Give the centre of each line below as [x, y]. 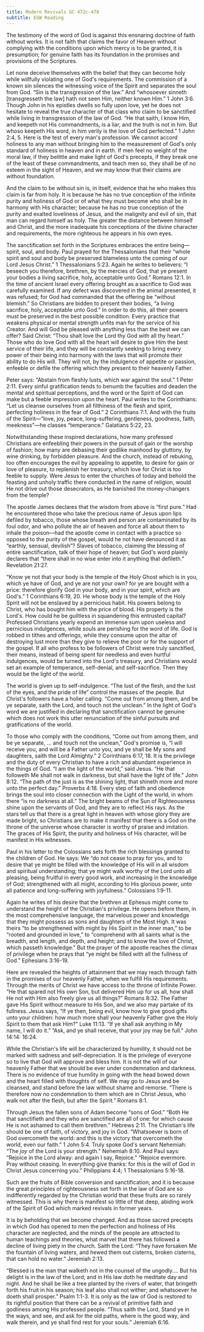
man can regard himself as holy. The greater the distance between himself [100, 220]
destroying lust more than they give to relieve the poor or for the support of [100, 641]
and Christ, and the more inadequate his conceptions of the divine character [102, 226]
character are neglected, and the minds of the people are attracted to [93, 1233]
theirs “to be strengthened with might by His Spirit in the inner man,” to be [99, 928]
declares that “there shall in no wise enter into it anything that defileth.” [95, 558]
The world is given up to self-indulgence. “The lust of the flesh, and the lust [101, 685]
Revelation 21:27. [27, 565]
